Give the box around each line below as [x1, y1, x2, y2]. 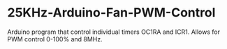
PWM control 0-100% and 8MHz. [7, 35, 103, 43]
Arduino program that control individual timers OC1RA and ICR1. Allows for [7, 28, 220, 36]
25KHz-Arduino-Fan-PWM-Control [7, 5, 216, 21]
